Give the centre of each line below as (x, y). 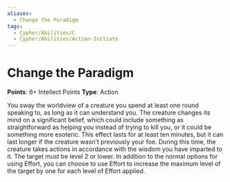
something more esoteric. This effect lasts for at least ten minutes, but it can (115, 135)
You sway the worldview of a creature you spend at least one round (103, 105)
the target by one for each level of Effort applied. (76, 171)
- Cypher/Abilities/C (44, 33)
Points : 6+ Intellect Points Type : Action (63, 92)
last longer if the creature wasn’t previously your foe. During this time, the (112, 142)
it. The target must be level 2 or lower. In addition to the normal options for (113, 157)
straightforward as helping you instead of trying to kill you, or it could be (109, 127)
